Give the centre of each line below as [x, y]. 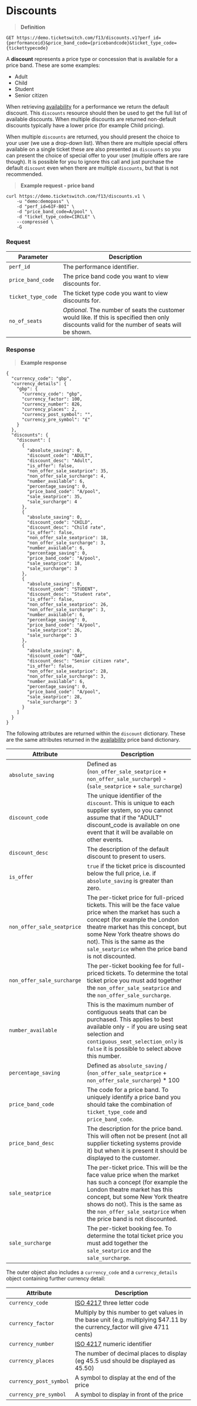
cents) [84, 1334]
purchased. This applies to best [130, 1019]
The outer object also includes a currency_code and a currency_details [92, 1272]
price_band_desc [32, 1143]
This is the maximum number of [130, 1005]
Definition [33, 27]
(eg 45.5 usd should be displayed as [125, 1361]
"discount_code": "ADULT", [60, 455]
